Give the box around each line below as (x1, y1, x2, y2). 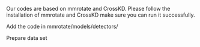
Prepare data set (6, 35, 47, 41)
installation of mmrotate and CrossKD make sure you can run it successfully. (6, 11, 195, 18)
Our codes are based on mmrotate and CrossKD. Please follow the (6, 5, 171, 12)
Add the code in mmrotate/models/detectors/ (6, 23, 118, 30)
